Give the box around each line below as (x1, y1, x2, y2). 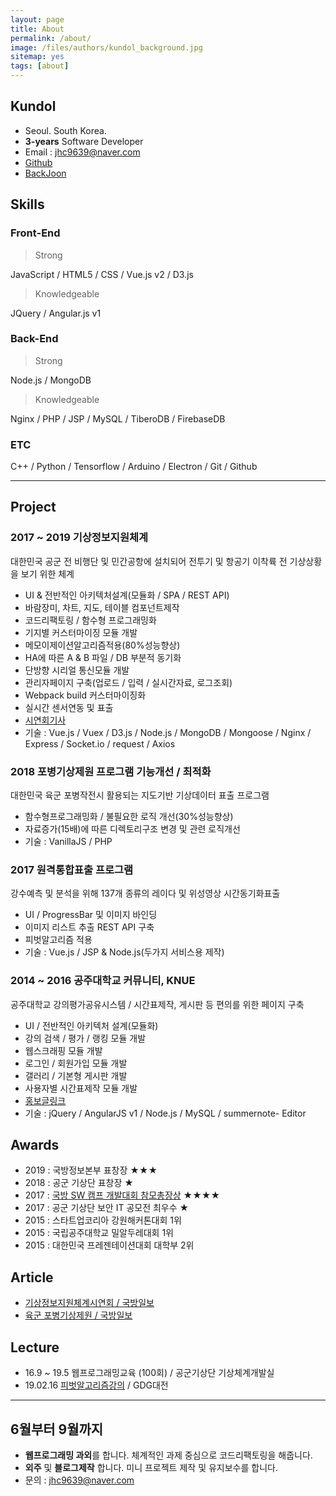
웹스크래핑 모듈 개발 (24, 1044, 103, 1056)
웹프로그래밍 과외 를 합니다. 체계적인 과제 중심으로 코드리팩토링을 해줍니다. (24, 1449, 313, 1461)
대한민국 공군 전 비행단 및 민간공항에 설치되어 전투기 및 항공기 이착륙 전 (10, 555, 288, 567)
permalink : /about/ (10, 33, 92, 43)
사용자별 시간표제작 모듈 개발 (24, 1082, 138, 1094)
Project (10, 499, 57, 516)
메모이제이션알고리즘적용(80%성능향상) (24, 639, 181, 651)
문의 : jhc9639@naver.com (24, 1474, 135, 1486)
